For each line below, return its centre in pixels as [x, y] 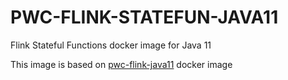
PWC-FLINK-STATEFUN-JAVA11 [144, 17]
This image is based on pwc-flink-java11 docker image [121, 64]
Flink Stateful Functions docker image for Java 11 [111, 45]
